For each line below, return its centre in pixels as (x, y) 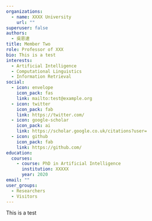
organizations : (24, 11)
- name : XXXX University (41, 17)
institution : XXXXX (45, 169)
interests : (19, 60)
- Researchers (28, 191)
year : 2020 (35, 175)
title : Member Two (28, 44)
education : (19, 153)
